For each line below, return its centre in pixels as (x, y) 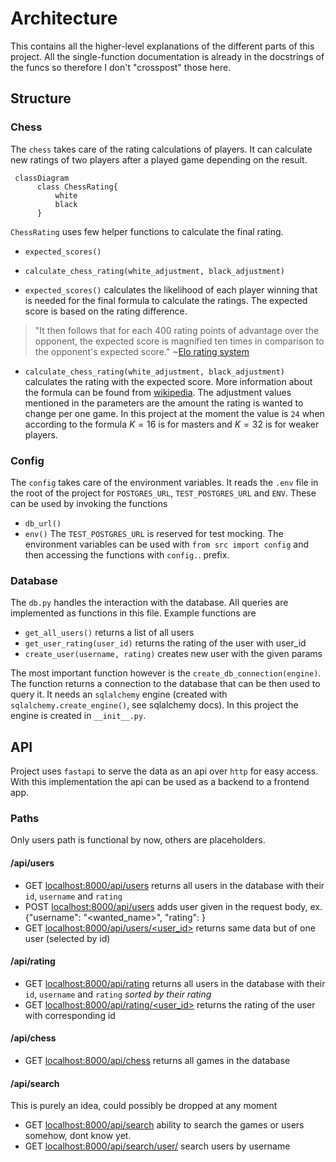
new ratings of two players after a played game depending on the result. (159, 159)
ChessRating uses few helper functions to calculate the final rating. (147, 231)
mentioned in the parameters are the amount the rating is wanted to (164, 403)
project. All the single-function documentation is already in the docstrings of (167, 56)
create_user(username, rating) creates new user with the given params (173, 654)
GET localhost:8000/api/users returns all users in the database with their (174, 885)
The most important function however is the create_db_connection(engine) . (166, 673)
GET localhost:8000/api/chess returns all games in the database (157, 1060)
